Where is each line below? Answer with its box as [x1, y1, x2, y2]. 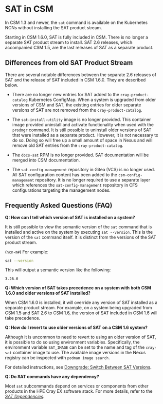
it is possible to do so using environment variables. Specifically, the [5, 339, 140, 345]
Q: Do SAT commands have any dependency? [5, 374, 99, 380]
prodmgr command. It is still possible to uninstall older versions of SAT [12, 127, 152, 133]
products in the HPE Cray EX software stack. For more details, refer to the [5, 388, 153, 394]
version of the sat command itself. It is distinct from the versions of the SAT [5, 234, 157, 240]
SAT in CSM [5, 3, 54, 15]
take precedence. [5, 315, 40, 321]
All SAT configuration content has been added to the [12, 172, 118, 178]
